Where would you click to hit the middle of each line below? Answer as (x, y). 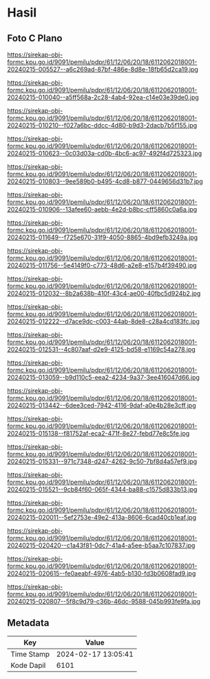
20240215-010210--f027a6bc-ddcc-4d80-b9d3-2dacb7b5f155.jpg (102, 125)
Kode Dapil (28, 665)
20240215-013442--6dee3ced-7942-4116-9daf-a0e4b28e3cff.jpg (102, 405)
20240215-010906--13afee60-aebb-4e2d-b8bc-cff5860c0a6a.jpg (102, 209)
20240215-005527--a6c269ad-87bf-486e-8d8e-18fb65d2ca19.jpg (103, 69)
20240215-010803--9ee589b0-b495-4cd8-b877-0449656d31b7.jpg (105, 181)
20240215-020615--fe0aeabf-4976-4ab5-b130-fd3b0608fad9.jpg (102, 573)
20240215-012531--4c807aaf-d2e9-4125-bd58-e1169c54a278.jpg (102, 349)
